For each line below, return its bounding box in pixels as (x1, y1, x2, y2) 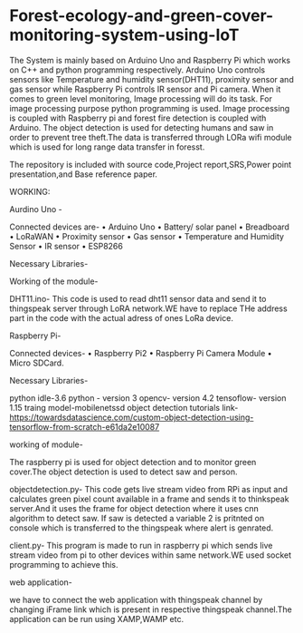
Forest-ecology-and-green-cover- (9, 5, 274, 26)
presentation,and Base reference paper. (9, 169, 158, 180)
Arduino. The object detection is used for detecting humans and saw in (9, 122, 274, 132)
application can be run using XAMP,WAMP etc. (9, 613, 184, 624)
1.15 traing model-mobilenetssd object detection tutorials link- (9, 402, 239, 413)
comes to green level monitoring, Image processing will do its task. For (9, 93, 273, 104)
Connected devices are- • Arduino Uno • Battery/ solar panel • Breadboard (9, 221, 289, 232)
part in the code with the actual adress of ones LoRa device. (9, 312, 233, 323)
